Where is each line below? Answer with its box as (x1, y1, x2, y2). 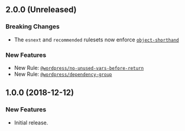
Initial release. (14, 119, 48, 126)
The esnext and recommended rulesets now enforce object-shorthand (14, 36, 179, 43)
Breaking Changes (5, 23, 60, 31)
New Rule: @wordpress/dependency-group (14, 71, 112, 78)
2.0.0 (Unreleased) (5, 5, 77, 15)
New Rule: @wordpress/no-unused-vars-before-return (14, 64, 144, 71)
